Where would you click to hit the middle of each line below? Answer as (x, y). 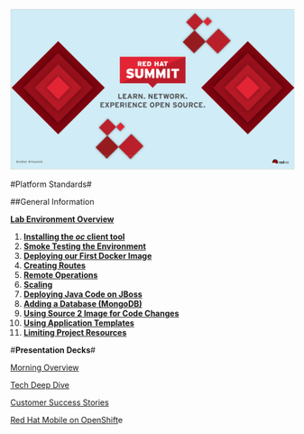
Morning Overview (45, 367)
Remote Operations (60, 274)
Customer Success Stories (60, 402)
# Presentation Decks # (53, 350)
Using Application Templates (78, 323)
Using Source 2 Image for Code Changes (101, 313)
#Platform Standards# (51, 184)
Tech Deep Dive (40, 384)
